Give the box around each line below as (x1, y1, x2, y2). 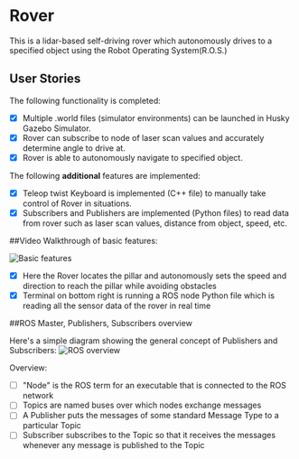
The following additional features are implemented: (9, 170, 201, 181)
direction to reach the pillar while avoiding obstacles (22, 281, 217, 292)
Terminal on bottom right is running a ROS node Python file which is (22, 290, 276, 301)
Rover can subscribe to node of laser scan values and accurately (22, 132, 265, 143)
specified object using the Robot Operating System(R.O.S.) (9, 44, 228, 55)
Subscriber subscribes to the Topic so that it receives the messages (22, 430, 276, 441)
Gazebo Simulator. (22, 123, 92, 134)
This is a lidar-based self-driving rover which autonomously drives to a (9, 35, 273, 46)
